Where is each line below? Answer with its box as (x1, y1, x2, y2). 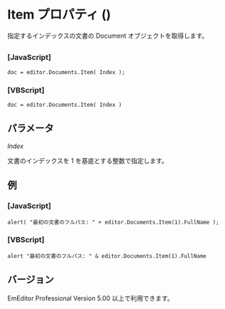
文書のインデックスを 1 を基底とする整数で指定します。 (7, 156, 168, 164)
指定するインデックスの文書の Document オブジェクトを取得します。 (7, 31, 209, 40)
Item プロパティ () (7, 6, 111, 23)
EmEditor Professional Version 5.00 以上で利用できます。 (7, 293, 174, 303)
